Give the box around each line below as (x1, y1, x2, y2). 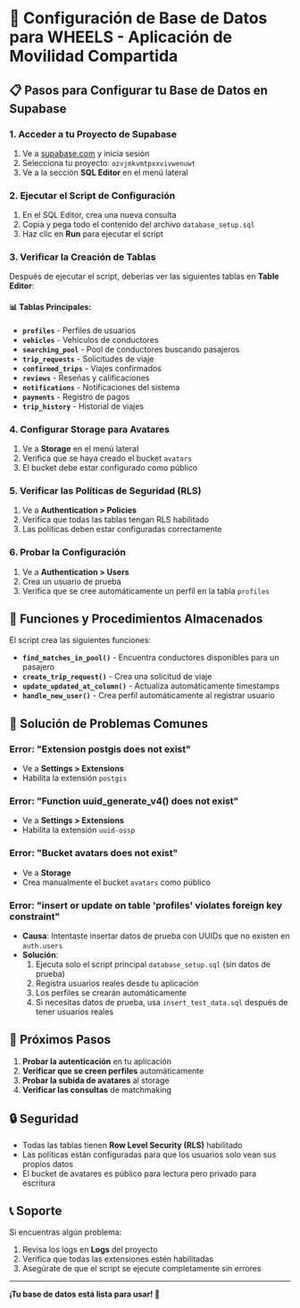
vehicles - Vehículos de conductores (21, 334, 159, 345)
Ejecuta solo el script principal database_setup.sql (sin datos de (35, 959, 271, 970)
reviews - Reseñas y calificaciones (21, 372, 150, 383)
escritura (21, 1178, 56, 1188)
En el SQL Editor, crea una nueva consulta (21, 210, 177, 221)
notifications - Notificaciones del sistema (21, 381, 180, 392)
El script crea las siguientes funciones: (9, 635, 152, 646)
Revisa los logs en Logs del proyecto (21, 1245, 158, 1255)
